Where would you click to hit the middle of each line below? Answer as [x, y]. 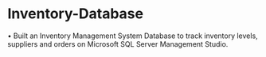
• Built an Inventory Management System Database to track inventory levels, [133, 36]
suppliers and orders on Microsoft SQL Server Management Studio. [118, 44]
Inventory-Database [76, 14]
